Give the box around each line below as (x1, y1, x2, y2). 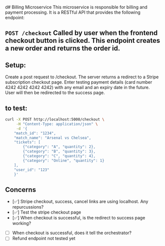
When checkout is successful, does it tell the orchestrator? (12, 230, 132, 236)
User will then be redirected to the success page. (5, 90, 105, 95)
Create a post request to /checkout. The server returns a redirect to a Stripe (5, 74, 159, 80)
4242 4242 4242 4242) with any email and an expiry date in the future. (5, 85, 150, 91)
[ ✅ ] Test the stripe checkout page (12, 209, 81, 215)
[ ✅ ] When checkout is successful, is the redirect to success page (12, 215, 145, 221)
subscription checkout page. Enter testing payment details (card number (5, 79, 153, 85)
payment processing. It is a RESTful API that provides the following (5, 9, 141, 15)
